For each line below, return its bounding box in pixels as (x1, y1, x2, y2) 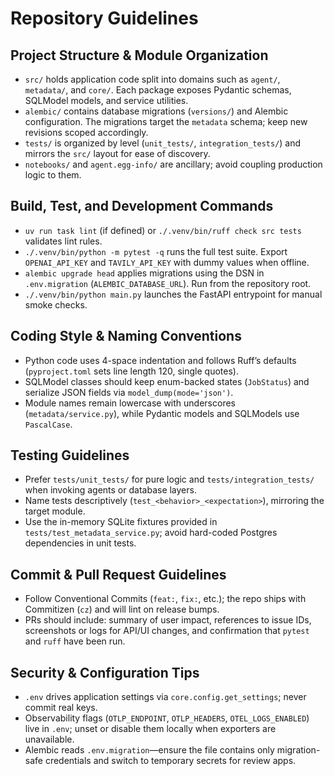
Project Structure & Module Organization (10, 47, 269, 64)
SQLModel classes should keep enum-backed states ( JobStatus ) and (24, 375, 310, 387)
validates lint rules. (24, 235, 103, 247)
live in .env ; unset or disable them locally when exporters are (24, 723, 277, 735)
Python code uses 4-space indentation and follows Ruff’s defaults (24, 354, 297, 366)
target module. (24, 505, 86, 517)
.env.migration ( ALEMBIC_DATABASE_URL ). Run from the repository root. (24, 277, 312, 289)
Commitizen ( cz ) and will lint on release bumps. (24, 603, 220, 616)
